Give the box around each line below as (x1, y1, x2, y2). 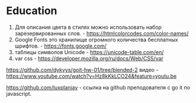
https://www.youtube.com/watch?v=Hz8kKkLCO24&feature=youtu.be (6, 72, 177, 79)
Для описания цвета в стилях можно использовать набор (14, 24, 162, 31)
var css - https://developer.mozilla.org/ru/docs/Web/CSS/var (14, 55, 164, 62)
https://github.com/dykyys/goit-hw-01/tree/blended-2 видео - (6, 66, 159, 73)
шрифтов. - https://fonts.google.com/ (14, 42, 107, 49)
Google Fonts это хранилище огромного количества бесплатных (14, 36, 179, 43)
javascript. (6, 90, 32, 97)
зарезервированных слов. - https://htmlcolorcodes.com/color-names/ (14, 29, 189, 36)
